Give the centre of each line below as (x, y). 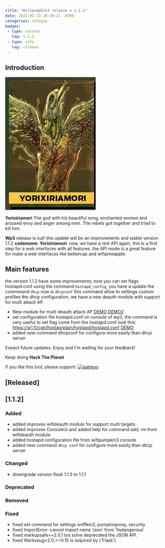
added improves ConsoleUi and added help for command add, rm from (85, 430)
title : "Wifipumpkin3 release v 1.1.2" (46, 10)
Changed (17, 463)
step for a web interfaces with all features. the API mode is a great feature (81, 248)
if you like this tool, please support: (41, 367)
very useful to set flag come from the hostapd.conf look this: (74, 323)
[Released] (22, 382)
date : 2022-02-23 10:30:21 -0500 (40, 16)
